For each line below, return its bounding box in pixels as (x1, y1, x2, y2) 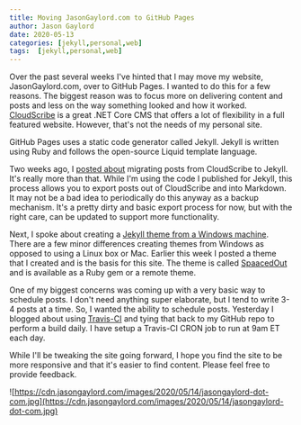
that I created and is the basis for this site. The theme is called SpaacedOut (9, 258, 288, 268)
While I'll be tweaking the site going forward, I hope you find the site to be (9, 350, 283, 361)
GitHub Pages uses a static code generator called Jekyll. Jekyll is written (9, 137, 279, 148)
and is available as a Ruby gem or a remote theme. (9, 267, 196, 278)
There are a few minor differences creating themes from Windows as (9, 239, 265, 249)
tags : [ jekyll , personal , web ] (9, 47, 123, 56)
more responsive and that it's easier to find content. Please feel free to (9, 359, 270, 370)
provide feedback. (9, 369, 77, 380)
